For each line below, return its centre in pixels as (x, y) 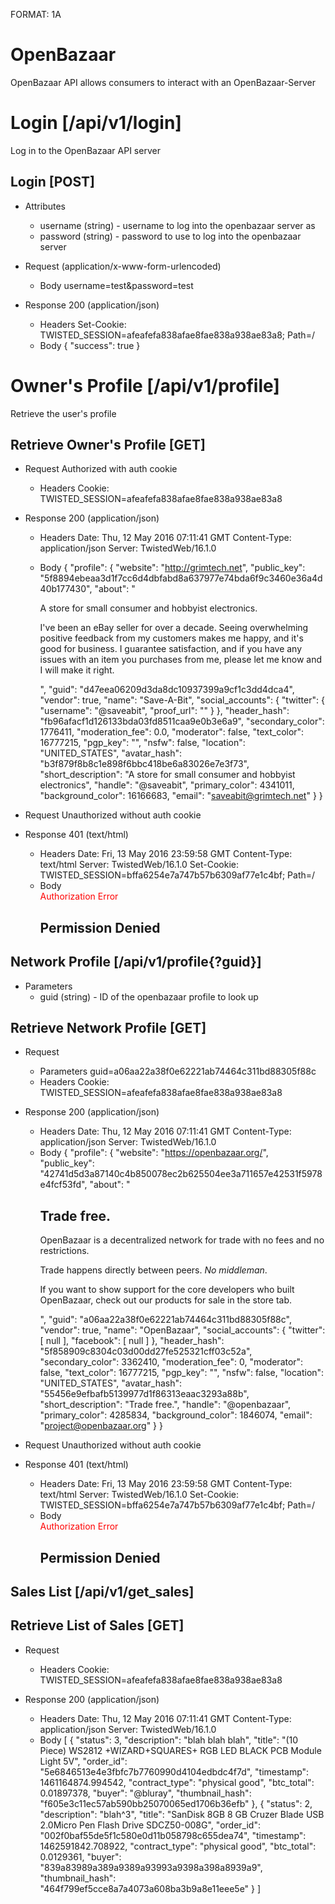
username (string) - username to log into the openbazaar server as (177, 225)
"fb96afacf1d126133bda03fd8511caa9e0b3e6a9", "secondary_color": (182, 721)
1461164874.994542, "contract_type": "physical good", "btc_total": (177, 1782)
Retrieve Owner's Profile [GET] (108, 445)
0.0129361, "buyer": (80, 1856)
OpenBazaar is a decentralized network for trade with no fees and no (182, 1240)
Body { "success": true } (90, 345)
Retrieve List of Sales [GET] (97, 1625)
